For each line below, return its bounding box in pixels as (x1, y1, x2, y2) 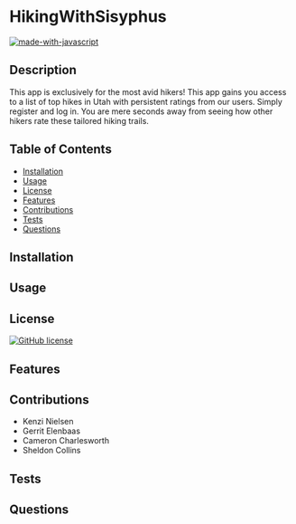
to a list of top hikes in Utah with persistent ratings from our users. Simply (9, 96, 282, 107)
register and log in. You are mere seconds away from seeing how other (9, 106, 273, 117)
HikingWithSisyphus (9, 6, 167, 27)
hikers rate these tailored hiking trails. (9, 115, 149, 126)
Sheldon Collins (22, 445, 81, 456)
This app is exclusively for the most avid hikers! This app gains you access (9, 86, 287, 97)
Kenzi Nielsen (22, 416, 74, 427)
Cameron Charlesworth (22, 435, 110, 446)
